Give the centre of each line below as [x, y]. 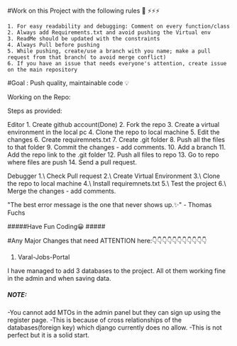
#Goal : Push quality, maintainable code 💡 [68, 83]
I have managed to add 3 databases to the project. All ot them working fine [116, 271]
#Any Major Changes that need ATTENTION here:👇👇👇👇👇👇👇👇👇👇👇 [107, 241]
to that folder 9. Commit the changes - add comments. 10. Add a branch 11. [117, 147]
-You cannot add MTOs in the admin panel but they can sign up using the [114, 312]
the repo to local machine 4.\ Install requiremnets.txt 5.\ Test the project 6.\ [117, 183]
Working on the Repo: [39, 97]
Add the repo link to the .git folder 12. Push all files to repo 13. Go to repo [113, 155]
